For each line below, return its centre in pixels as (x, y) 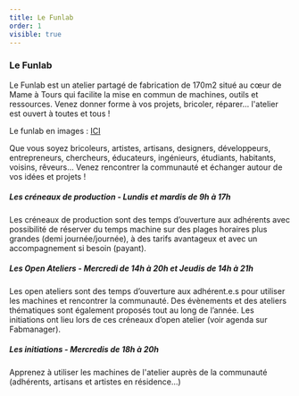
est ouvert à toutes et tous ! (60, 114)
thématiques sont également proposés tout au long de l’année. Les (132, 310)
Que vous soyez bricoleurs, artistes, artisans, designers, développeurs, (140, 147)
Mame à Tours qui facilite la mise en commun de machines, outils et (134, 94)
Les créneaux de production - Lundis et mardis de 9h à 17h (120, 197)
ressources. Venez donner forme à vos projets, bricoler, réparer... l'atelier (144, 104)
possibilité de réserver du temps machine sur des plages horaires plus (138, 229)
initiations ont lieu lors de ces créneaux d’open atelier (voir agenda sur (138, 319)
